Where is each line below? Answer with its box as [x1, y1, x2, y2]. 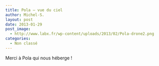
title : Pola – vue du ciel [5, 7, 63, 13]
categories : [5, 36, 31, 41]
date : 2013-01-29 [5, 21, 42, 27]
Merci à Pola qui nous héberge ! [5, 55, 73, 61]
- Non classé [10, 41, 38, 46]
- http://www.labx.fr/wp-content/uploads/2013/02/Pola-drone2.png [10, 31, 154, 36]
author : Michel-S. [5, 12, 44, 17]
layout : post [5, 17, 33, 22]
